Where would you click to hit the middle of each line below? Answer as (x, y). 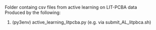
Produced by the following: (33, 12)
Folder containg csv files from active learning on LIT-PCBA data (71, 7)
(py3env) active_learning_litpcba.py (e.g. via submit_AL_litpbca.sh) (82, 22)
